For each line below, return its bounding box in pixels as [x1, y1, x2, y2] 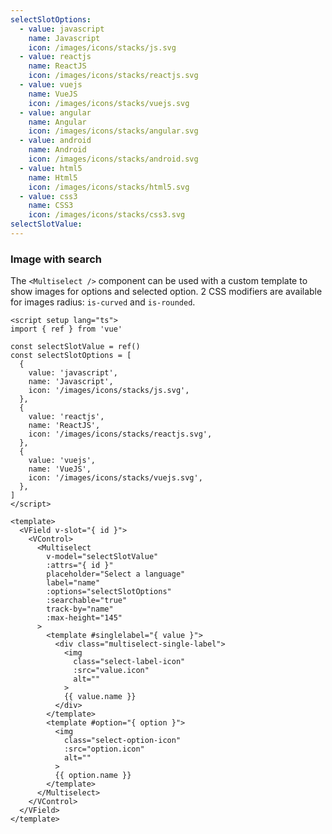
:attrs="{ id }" [46, 561, 114, 571]
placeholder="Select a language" [46, 569, 186, 580]
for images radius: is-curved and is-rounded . [10, 296, 196, 308]
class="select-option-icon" [63, 736, 182, 746]
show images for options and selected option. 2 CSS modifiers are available [10, 286, 323, 298]
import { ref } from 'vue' [10, 324, 123, 335]
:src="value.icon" [73, 666, 150, 676]
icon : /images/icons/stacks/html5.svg [28, 182, 190, 192]
